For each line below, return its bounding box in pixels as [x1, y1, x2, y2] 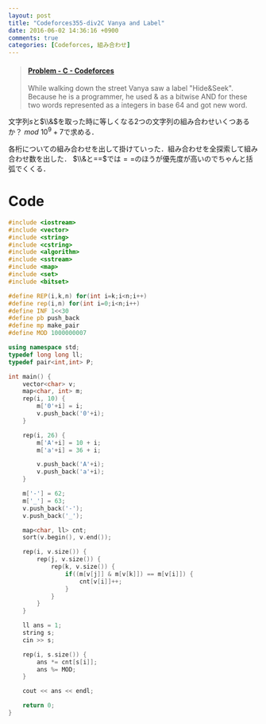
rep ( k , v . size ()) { [50, 562, 115, 571]
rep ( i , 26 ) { [22, 431, 66, 439]
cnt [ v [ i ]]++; [79, 578, 123, 586]
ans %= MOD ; [37, 665, 77, 673]
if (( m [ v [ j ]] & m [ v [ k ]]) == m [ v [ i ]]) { [64, 570, 194, 578]
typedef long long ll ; [8, 351, 83, 359]
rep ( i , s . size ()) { [22, 650, 87, 659]
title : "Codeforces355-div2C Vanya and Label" [8, 19, 165, 27]
